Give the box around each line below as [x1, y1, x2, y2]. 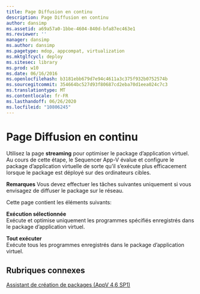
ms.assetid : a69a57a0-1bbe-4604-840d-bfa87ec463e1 [6, 25, 136, 32]
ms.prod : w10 [6, 64, 39, 71]
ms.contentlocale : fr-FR [6, 93, 68, 99]
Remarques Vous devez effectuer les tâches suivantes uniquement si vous [6, 181, 192, 188]
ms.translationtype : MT [6, 87, 66, 93]
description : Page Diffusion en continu [6, 14, 109, 20]
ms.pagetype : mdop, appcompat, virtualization [6, 48, 125, 54]
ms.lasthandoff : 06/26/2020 [6, 98, 77, 104]
